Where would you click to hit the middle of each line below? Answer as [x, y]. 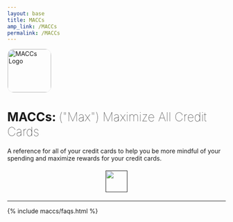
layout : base [26, 13]
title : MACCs [26, 20]
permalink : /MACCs [34, 33]
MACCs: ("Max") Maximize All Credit [107, 117]
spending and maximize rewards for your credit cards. [84, 158]
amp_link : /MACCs [32, 26]
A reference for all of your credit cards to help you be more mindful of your [114, 151]
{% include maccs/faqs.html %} [53, 211]
